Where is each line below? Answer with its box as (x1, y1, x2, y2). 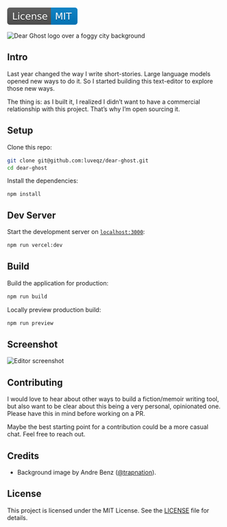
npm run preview (7, 320, 53, 327)
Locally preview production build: (7, 305, 101, 314)
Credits (7, 450, 40, 462)
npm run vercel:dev (7, 242, 63, 249)
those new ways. (7, 84, 55, 93)
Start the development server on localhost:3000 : (7, 228, 145, 236)
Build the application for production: (7, 279, 108, 287)
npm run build (7, 293, 48, 300)
